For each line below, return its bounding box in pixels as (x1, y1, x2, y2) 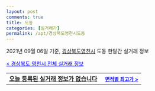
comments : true (6, 14, 44, 20)
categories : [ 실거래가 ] (6, 25, 60, 31)
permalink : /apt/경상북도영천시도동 (6, 31, 86, 37)
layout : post (6, 8, 38, 15)
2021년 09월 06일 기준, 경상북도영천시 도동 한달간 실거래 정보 (6, 48, 149, 55)
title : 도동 (6, 19, 34, 25)
